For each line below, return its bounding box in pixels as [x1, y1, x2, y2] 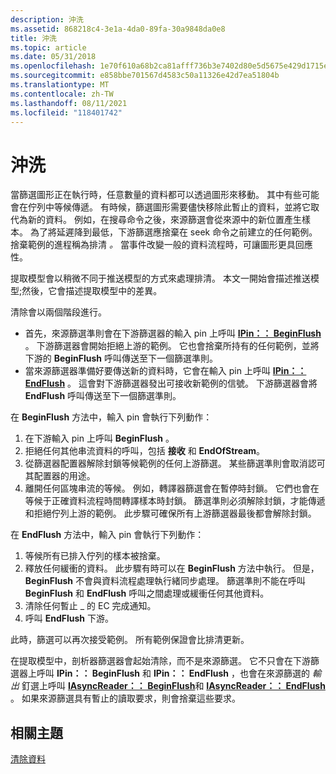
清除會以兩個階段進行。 [10, 306, 107, 318]
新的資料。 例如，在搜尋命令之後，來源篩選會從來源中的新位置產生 [27, 214, 302, 226]
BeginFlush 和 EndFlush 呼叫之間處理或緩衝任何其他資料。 [24, 587, 270, 600]
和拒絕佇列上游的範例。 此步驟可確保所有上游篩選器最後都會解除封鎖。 [24, 507, 317, 520]
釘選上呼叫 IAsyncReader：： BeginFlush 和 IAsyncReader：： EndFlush [21, 680, 326, 692]
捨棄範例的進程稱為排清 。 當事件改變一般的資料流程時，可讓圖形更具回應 [10, 239, 313, 251]
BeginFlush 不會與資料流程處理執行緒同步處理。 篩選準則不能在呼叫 [24, 575, 306, 587]
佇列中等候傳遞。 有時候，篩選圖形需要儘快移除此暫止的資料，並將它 [27, 201, 311, 213]
